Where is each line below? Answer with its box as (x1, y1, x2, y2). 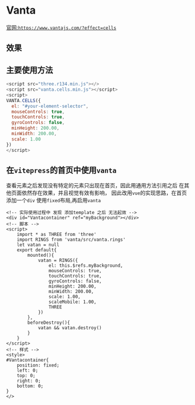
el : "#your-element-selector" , (11, 103, 89, 109)
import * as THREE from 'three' (17, 232, 97, 238)
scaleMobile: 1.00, (48, 299, 97, 305)
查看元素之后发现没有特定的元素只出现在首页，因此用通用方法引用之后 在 (6, 182, 184, 189)
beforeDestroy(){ (27, 320, 70, 326)
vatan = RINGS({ (37, 257, 78, 264)
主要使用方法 (6, 65, 53, 75)
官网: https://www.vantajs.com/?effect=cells (6, 24, 117, 31)
